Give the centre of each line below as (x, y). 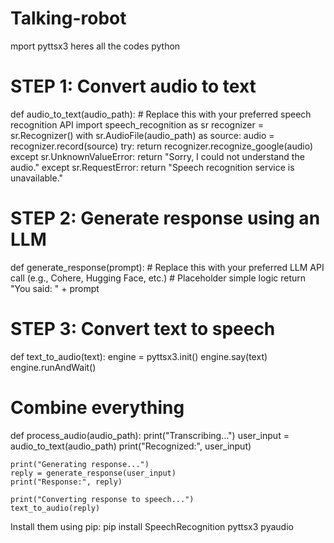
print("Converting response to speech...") (102, 499)
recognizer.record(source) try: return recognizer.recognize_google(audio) (162, 146)
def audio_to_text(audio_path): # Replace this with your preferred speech (161, 114)
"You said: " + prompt (55, 288)
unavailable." (37, 178)
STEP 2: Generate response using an (165, 218)
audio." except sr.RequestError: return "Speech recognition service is (152, 167)
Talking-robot (68, 18)
